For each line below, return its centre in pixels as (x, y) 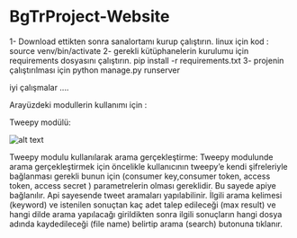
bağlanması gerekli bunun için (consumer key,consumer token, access (140, 176)
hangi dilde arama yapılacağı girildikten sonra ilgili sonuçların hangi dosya (146, 214)
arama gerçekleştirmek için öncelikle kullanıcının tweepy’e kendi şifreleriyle (148, 166)
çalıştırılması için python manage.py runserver (95, 70)
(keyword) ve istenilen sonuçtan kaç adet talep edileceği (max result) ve (143, 205)
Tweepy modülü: (40, 122)
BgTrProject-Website (90, 17)
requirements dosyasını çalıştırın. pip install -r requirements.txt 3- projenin (147, 60)
